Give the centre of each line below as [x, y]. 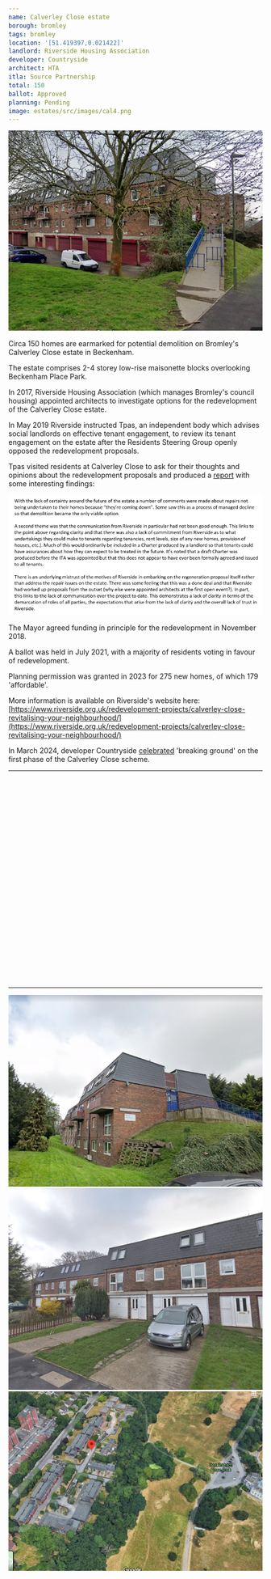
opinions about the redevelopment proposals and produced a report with [129, 475]
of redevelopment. [39, 661]
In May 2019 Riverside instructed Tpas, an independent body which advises [134, 425]
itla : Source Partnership [52, 77]
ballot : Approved [38, 94]
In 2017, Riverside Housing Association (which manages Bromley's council [131, 392]
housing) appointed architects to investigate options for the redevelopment [133, 400]
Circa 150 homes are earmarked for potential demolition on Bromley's [124, 343]
